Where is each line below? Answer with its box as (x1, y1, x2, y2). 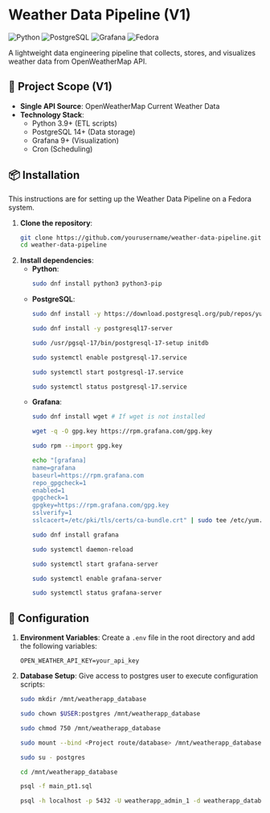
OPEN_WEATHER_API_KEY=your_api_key (19, 657, 140, 666)
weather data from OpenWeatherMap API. (8, 56, 147, 66)
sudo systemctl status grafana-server (31, 589, 162, 597)
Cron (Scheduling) (31, 143, 93, 154)
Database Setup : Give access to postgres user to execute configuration (19, 671, 259, 681)
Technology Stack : (19, 110, 84, 119)
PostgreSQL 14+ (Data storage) (31, 127, 136, 136)
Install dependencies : (19, 255, 94, 265)
